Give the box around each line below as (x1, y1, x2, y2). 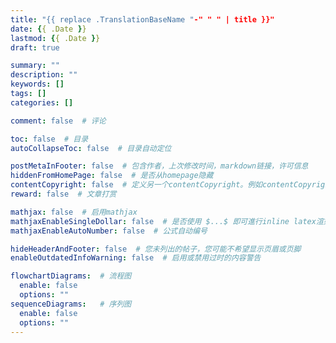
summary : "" (10, 61, 60, 71)
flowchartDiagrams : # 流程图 (10, 271, 132, 281)
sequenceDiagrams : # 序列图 (10, 299, 132, 309)
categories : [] (10, 97, 74, 108)
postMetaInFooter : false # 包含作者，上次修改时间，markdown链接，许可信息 (10, 161, 309, 171)
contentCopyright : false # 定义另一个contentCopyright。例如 (10, 180, 263, 190)
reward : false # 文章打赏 (10, 189, 117, 199)
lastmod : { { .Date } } (10, 33, 101, 43)
